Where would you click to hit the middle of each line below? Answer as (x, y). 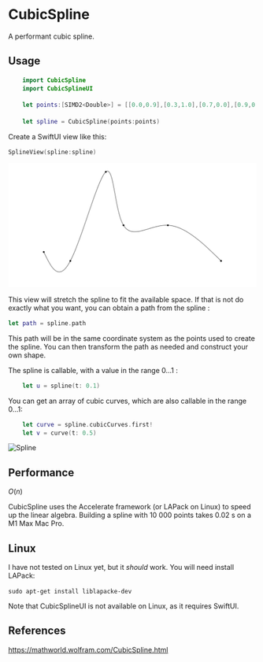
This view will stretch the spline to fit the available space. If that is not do (126, 299)
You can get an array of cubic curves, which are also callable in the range (127, 401)
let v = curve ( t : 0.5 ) (59, 433)
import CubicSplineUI (57, 88)
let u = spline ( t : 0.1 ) (61, 386)
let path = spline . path (47, 323)
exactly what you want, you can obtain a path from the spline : (109, 308)
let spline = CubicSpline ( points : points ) (91, 122)
